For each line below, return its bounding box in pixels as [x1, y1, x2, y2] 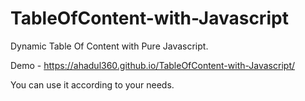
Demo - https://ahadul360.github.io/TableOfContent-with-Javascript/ [10, 59, 296, 71]
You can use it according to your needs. [10, 78, 175, 91]
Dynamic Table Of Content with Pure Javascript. [10, 40, 209, 52]
